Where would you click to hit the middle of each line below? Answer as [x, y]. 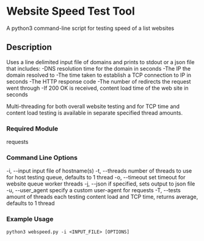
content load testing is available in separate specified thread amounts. [95, 113]
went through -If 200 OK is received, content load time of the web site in [97, 88]
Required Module [32, 128]
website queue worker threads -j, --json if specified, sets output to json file [101, 184]
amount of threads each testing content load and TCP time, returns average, [102, 197]
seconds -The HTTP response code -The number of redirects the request [99, 81]
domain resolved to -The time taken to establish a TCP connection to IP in [99, 75]
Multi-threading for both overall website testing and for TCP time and [93, 106]
